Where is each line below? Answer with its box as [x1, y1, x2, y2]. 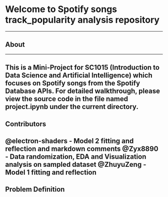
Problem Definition [5, 185, 65, 194]
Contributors [5, 120, 46, 128]
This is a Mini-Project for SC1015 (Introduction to [5, 63, 160, 72]
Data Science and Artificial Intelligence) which [5, 71, 152, 80]
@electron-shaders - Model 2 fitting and [5, 137, 134, 145]
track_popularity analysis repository [5, 14, 160, 26]
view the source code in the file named [5, 94, 128, 104]
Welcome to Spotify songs [5, 4, 117, 15]
